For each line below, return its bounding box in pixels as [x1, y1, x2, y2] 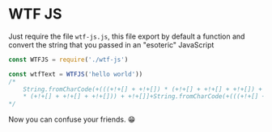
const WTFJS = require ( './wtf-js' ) [8, 56, 129, 64]
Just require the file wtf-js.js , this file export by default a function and [8, 31, 245, 41]
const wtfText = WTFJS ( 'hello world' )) [8, 70, 143, 78]
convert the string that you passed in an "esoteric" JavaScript [8, 39, 215, 49]
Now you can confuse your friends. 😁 [8, 114, 136, 125]
